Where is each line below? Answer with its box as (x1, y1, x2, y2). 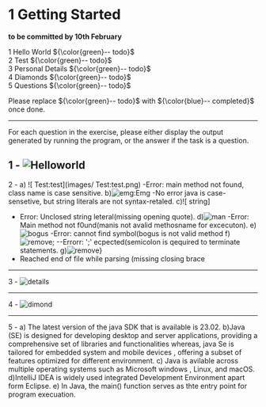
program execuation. (8, 390, 77, 399)
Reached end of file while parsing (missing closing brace (19, 253, 206, 263)
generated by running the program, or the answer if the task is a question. (8, 135, 249, 145)
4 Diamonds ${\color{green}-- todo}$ (8, 72, 132, 82)
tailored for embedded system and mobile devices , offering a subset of (8, 347, 242, 357)
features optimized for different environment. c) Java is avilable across (8, 356, 239, 365)
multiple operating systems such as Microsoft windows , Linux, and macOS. (8, 364, 256, 374)
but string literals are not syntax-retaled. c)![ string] (43, 196, 211, 206)
